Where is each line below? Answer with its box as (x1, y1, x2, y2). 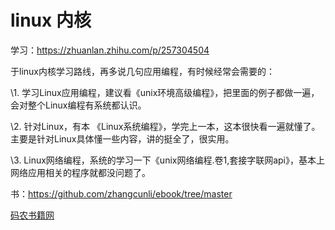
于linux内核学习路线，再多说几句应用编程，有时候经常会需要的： (10, 65, 275, 77)
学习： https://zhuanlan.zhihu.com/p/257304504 (10, 44, 210, 56)
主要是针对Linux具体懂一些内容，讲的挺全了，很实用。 (10, 132, 235, 145)
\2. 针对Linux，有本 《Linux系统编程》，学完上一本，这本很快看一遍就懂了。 (10, 120, 321, 132)
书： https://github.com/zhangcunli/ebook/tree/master (10, 187, 233, 200)
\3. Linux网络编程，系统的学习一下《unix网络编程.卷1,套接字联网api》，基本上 (10, 154, 326, 166)
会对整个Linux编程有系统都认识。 (10, 99, 147, 111)
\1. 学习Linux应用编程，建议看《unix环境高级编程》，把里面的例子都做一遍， (10, 86, 320, 98)
